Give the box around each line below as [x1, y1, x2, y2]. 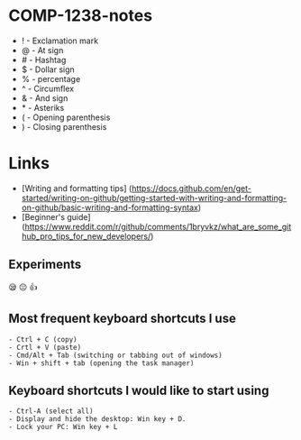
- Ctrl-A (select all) [8, 407, 94, 416]
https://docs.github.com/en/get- [131, 182, 251, 194]
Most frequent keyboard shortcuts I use [8, 311, 236, 326]
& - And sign [21, 92, 68, 104]
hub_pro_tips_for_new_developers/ [21, 231, 151, 242]
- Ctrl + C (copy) [8, 335, 78, 344]
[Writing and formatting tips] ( [21, 182, 132, 194]
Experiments [8, 257, 82, 272]
